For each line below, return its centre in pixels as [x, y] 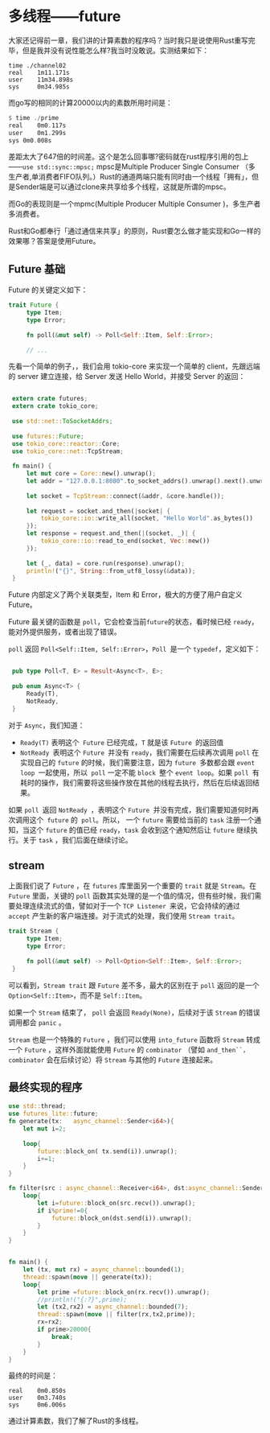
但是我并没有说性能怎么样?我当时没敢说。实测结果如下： [116, 50]
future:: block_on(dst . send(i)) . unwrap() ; [122, 1218]
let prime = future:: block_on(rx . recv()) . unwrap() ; [124, 1292]
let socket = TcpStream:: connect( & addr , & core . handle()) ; [125, 496]
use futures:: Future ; [48, 436]
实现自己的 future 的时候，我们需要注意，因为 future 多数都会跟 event [137, 762]
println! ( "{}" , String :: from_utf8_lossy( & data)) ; [111, 571]
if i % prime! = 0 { [63, 1211]
